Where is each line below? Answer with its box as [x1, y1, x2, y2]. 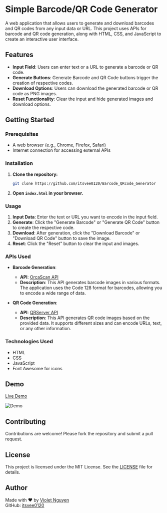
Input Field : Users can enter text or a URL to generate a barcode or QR [12, 64, 158, 70]
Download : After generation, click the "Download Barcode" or [12, 229, 140, 236]
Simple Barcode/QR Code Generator [5, 4, 158, 15]
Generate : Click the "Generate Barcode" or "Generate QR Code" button [12, 219, 160, 225]
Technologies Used [5, 338, 53, 345]
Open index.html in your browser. [12, 190, 83, 196]
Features [5, 51, 33, 59]
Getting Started [5, 116, 54, 124]
